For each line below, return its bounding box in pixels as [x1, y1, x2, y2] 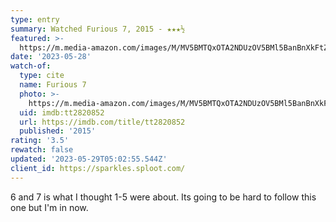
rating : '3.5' [10, 136, 70, 146]
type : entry [10, 14, 60, 25]
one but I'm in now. [10, 201, 89, 213]
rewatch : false [10, 145, 74, 155]
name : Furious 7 [19, 80, 87, 90]
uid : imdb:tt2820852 [19, 107, 105, 118]
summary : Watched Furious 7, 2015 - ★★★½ [10, 24, 186, 34]
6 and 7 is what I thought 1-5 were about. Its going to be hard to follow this [10, 191, 317, 203]
